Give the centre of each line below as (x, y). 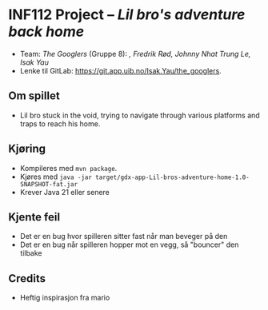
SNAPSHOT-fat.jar (49, 184)
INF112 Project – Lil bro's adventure (127, 15)
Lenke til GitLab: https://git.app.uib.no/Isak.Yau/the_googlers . (120, 70)
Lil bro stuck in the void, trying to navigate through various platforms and (140, 115)
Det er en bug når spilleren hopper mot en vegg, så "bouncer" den (129, 244)
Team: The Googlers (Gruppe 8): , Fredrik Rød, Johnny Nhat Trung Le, (135, 54)
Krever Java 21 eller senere (65, 192)
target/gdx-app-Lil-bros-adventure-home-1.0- (172, 177)
